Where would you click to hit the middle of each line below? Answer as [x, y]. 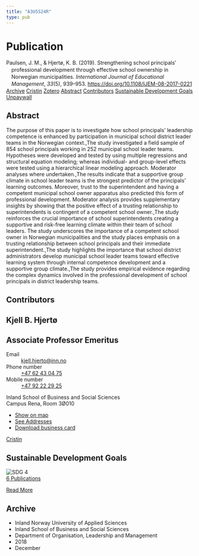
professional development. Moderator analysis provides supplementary [93, 199]
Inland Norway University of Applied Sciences [71, 523]
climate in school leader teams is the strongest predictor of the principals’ [96, 180]
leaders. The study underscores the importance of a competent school [92, 231]
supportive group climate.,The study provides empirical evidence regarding [98, 269]
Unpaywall [19, 97]
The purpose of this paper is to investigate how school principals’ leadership [99, 130]
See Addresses [33, 421]
